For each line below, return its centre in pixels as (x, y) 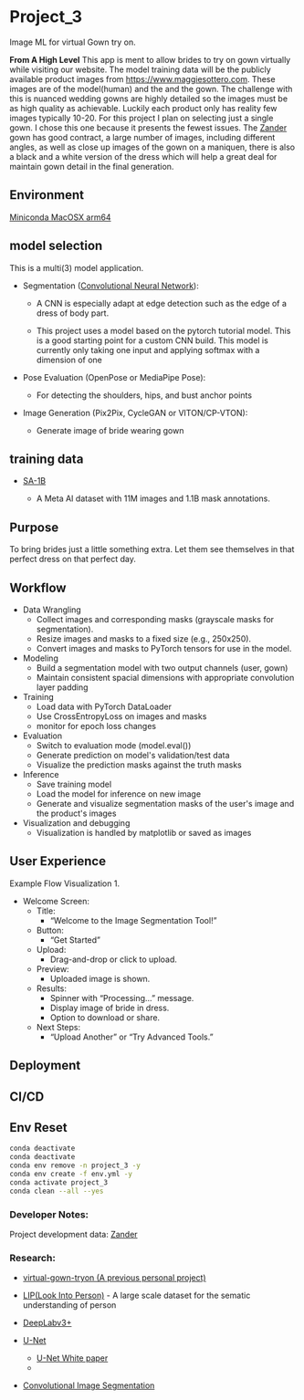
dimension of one (69, 360)
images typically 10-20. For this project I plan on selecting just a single (142, 118)
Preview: (53, 968)
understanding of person (69, 1305)
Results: (51, 988)
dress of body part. (73, 313)
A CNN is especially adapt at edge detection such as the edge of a (162, 303)
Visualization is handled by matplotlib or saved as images (144, 833)
